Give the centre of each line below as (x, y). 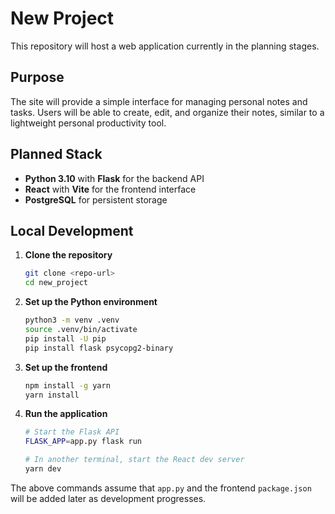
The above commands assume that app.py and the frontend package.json (161, 488)
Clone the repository (68, 255)
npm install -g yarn (67, 385)
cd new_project (56, 283)
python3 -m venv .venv (72, 320)
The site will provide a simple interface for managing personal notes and (159, 101)
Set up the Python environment (91, 302)
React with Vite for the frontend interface (110, 189)
